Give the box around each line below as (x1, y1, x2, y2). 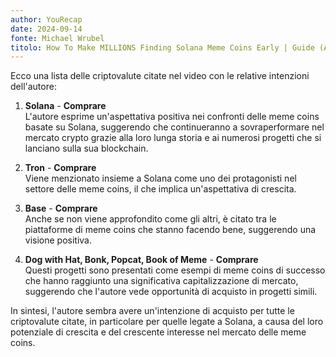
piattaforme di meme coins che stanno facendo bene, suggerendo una (24, 224, 317, 236)
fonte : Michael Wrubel (10, 33, 105, 43)
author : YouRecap (10, 14, 83, 25)
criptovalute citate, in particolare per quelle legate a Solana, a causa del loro (10, 316, 324, 328)
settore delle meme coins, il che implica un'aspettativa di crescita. (24, 183, 297, 195)
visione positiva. (24, 234, 93, 246)
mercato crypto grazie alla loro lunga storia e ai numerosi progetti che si (24, 132, 322, 144)
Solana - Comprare (24, 100, 107, 112)
